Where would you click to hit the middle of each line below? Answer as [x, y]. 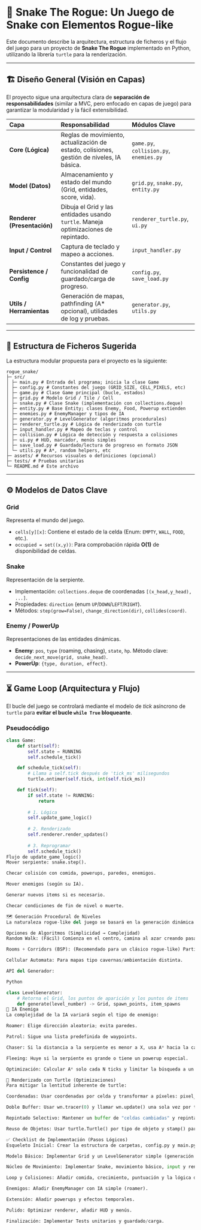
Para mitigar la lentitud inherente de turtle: [67, 1085]
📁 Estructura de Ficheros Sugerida [71, 346]
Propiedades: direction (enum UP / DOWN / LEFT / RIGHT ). [78, 604]
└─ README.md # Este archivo [42, 466]
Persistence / [29, 271]
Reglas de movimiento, [93, 134]
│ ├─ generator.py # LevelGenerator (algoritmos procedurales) [87, 419]
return [46, 801]
